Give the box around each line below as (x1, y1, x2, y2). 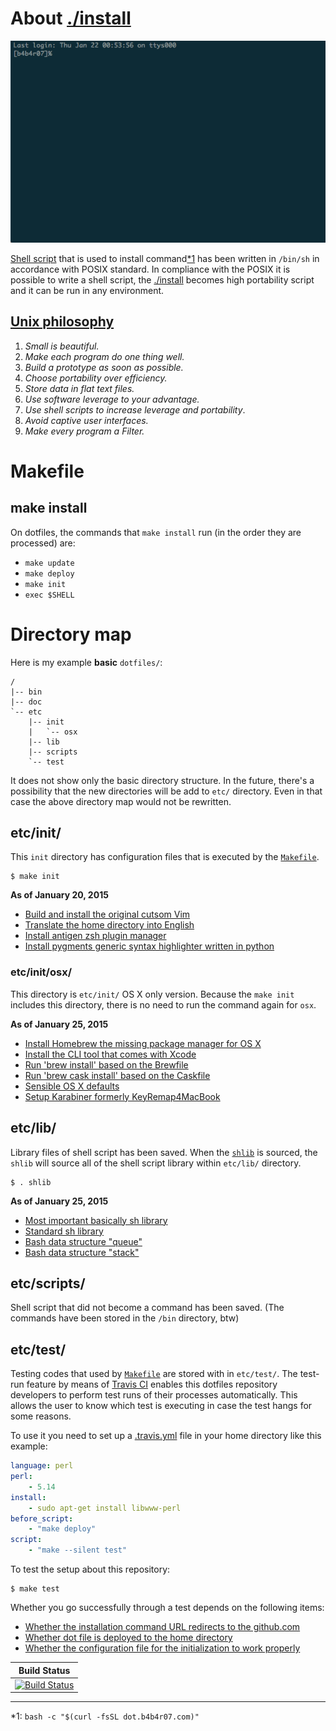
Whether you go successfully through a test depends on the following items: (10, 1602, 325, 1614)
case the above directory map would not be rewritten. (10, 795, 232, 807)
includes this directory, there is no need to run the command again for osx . (10, 998, 317, 1011)
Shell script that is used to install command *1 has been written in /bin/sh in (10, 252, 320, 264)
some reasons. (10, 1410, 72, 1422)
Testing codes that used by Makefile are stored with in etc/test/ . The (10, 1368, 298, 1380)
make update (24, 558, 75, 568)
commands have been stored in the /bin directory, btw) (10, 1312, 240, 1324)
